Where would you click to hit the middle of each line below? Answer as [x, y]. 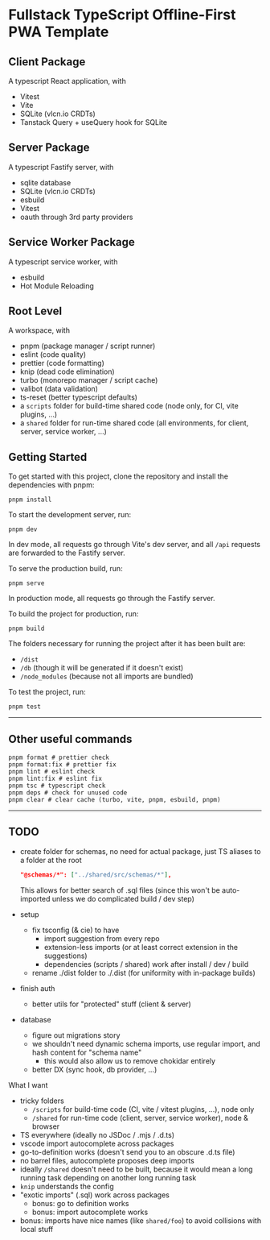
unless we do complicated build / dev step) [123, 898]
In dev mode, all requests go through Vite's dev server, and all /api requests [135, 545]
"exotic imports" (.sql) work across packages [95, 1195]
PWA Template [59, 32]
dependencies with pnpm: [51, 485]
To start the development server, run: [70, 515]
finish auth [37, 988]
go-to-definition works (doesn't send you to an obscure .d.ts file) [127, 1152]
